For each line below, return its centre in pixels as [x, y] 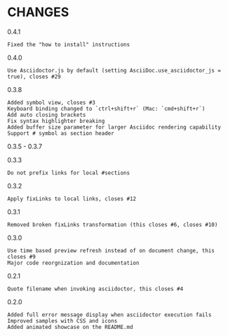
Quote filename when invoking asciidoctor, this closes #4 [95, 289]
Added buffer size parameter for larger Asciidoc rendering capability [114, 127]
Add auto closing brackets [47, 115]
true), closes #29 [34, 77]
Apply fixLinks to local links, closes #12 [72, 199]
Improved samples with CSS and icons [62, 321]
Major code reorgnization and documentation [73, 263]
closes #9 [22, 257]
